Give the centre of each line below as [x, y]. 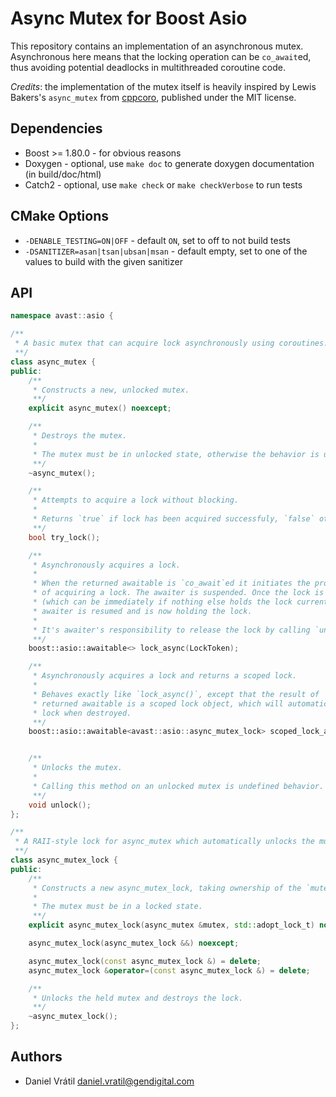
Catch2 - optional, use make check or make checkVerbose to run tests [163, 184]
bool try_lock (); [64, 537]
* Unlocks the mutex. [77, 768]
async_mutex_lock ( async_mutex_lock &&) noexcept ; [134, 943]
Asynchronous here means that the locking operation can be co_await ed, [161, 56]
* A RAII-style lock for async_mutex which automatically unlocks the [164, 842]
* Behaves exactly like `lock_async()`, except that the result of [176, 694]
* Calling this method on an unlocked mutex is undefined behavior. [178, 786]
